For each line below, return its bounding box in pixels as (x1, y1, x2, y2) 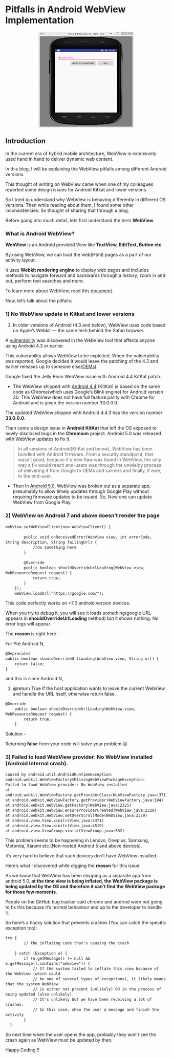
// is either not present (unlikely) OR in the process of (32, 986, 161, 991)
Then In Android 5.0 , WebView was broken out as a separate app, (12, 483, 151, 489)
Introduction (5, 137, 46, 145)
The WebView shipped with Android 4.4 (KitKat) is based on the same (12, 383, 160, 390)
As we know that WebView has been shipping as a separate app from (5, 872, 152, 878)
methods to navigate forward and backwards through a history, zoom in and (5, 272, 165, 278)
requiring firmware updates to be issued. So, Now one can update (12, 494, 152, 500)
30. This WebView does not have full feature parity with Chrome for (12, 394, 155, 400)
